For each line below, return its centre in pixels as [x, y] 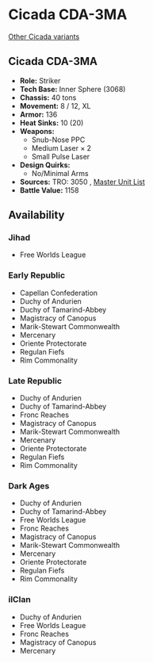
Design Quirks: [45, 165]
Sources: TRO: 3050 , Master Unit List [82, 182]
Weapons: [37, 131]
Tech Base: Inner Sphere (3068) [73, 89]
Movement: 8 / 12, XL [55, 105]
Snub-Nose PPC [58, 140]
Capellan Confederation [58, 293]
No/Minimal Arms [60, 173]
